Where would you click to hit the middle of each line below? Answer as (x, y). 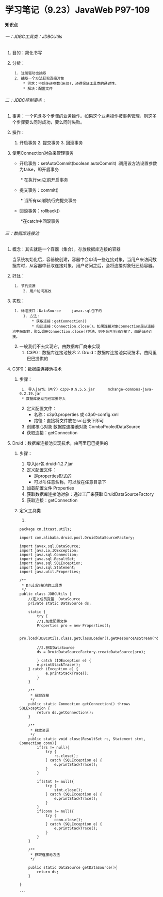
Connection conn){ (38, 743)
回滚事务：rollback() (40, 211)
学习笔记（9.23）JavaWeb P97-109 (77, 10)
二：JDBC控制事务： (26, 100)
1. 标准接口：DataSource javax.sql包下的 (58, 311)
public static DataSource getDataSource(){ (73, 868)
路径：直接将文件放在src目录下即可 (69, 421)
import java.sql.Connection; (49, 555)
